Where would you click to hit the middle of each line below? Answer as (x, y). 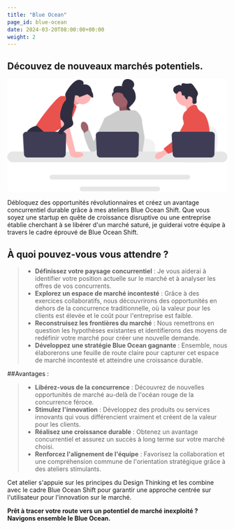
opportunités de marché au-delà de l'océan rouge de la (114, 395)
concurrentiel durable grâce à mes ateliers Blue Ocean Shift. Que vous (109, 210)
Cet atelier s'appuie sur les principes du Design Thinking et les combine (111, 483)
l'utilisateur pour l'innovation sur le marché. (70, 498)
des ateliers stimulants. (68, 469)
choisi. (44, 447)
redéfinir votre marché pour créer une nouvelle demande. (117, 338)
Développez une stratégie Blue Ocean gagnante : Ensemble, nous (131, 345)
